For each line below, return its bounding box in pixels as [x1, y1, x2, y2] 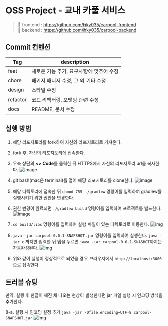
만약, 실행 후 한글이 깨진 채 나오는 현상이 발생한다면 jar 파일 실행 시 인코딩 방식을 [5, 292, 163, 298]
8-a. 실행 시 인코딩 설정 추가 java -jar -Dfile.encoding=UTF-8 [5, 309, 132, 315]
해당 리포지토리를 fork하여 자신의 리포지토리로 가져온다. [12, 138, 122, 145]
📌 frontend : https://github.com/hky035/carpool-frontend [17, 21, 136, 28]
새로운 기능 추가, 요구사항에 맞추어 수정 [31, 68, 119, 75]
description [61, 58, 90, 65]
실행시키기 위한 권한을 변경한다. [12, 194, 74, 200]
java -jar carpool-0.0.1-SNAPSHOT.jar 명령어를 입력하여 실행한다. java [12, 232, 158, 238]
